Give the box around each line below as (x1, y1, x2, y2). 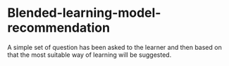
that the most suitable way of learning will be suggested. (7, 51, 172, 59)
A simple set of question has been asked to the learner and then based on (7, 43, 222, 51)
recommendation (7, 20, 111, 36)
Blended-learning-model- (7, 5, 161, 21)
